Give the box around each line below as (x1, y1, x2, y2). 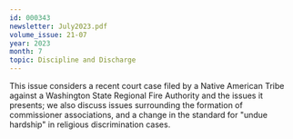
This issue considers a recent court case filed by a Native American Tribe (9, 81, 285, 91)
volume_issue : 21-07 (9, 30, 88, 39)
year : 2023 (9, 38, 51, 48)
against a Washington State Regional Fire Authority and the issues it (9, 90, 264, 101)
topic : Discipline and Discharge (9, 55, 136, 65)
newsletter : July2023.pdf (9, 22, 107, 31)
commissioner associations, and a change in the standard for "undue (9, 110, 268, 120)
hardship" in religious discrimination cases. (9, 119, 171, 130)
